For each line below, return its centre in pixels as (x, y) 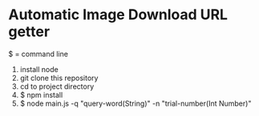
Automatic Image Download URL (118, 15)
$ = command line (38, 54)
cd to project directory (57, 86)
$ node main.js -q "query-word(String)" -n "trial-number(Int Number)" (136, 103)
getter (29, 32)
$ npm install (41, 94)
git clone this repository (59, 78)
